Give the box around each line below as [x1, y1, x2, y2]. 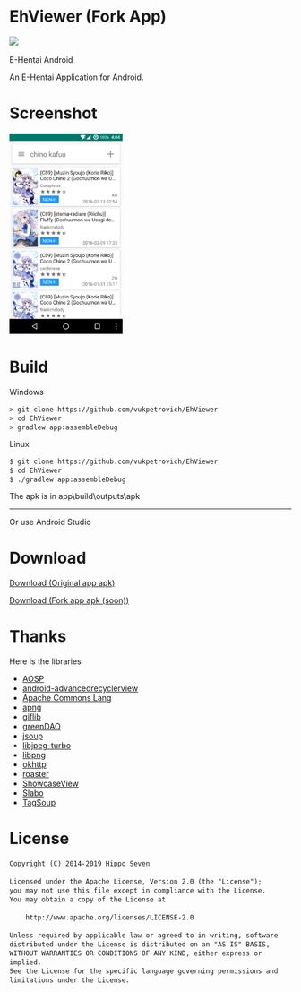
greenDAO [21, 721, 61, 732]
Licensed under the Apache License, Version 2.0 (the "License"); [9, 877, 262, 886]
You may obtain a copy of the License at [9, 895, 167, 904]
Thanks [9, 626, 67, 647]
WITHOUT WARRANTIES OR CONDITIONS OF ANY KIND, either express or [9, 949, 262, 958]
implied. [9, 958, 42, 967]
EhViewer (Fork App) [9, 6, 168, 27]
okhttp [21, 759, 47, 770]
